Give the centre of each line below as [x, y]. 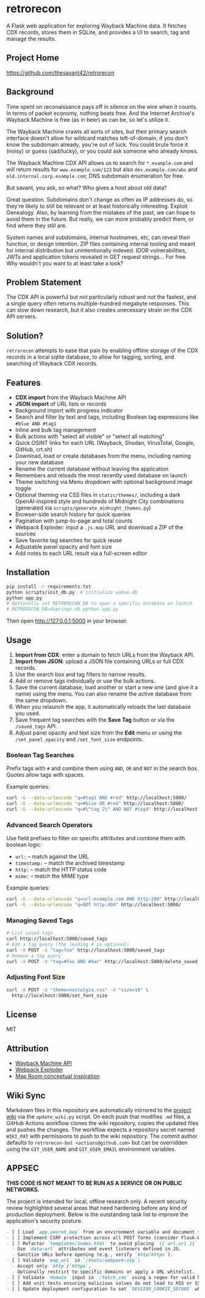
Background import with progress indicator [69, 410]
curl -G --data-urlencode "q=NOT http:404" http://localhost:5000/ [94, 905]
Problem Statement [44, 282]
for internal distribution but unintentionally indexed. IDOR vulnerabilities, [97, 250]
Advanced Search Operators [49, 825]
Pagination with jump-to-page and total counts [74, 521]
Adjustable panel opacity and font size [63, 547]
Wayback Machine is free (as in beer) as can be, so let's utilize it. [88, 119]
